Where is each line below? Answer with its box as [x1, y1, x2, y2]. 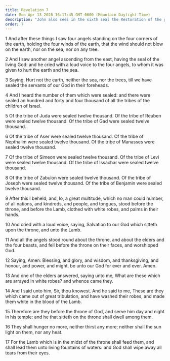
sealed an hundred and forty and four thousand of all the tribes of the [5, 98, 150, 104]
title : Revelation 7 [5, 7, 49, 13]
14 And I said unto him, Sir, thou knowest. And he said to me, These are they [5, 288, 164, 294]
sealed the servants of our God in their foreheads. [5, 82, 110, 88]
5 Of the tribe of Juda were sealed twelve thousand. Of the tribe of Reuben [5, 113, 161, 119]
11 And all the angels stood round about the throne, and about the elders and [5, 237, 164, 243]
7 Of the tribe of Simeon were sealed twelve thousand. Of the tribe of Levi [5, 154, 159, 160]
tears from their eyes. [5, 350, 50, 356]
